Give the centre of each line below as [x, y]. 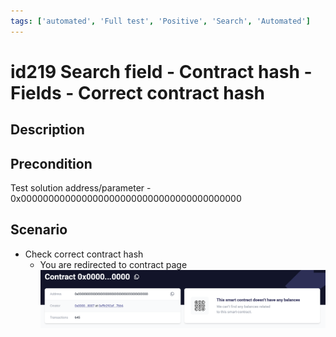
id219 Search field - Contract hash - [161, 71]
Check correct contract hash [84, 254]
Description [47, 130]
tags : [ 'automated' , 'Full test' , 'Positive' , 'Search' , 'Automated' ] [160, 21]
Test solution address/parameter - [81, 188]
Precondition [51, 163]
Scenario [39, 230]
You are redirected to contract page [113, 264]
